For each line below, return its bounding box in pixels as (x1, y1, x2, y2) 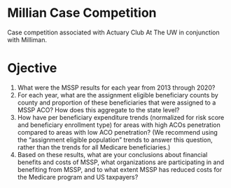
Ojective (7, 60, 57, 76)
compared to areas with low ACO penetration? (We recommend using (17, 128, 218, 136)
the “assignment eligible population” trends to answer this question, (17, 135, 213, 144)
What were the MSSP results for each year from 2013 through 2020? (17, 83, 216, 92)
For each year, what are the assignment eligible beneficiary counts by (17, 90, 218, 99)
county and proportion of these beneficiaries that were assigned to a (17, 98, 216, 107)
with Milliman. (7, 35, 48, 43)
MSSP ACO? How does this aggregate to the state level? (17, 105, 180, 114)
